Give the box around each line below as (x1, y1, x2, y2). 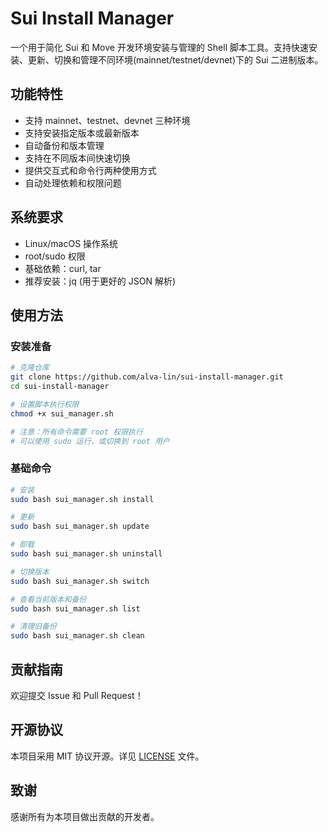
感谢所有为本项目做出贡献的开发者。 (10, 810, 160, 822)
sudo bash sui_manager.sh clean (10, 631, 145, 641)
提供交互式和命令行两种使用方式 (24, 164, 157, 176)
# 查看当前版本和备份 (10, 594, 87, 604)
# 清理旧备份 (10, 622, 57, 632)
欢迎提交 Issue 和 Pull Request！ (10, 689, 144, 701)
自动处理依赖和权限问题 (24, 177, 122, 189)
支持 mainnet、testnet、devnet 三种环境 (24, 114, 191, 126)
